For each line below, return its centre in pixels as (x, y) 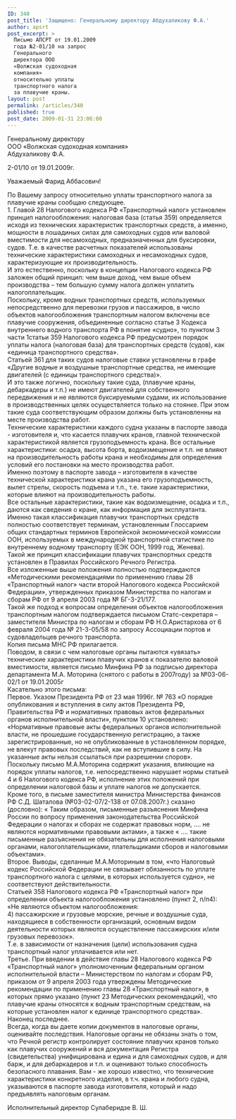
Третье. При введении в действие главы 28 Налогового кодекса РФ (110, 959)
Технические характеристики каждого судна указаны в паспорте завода (117, 427)
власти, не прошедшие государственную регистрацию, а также (104, 734)
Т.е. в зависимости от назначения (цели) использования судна (102, 944)
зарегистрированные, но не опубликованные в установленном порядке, (117, 742)
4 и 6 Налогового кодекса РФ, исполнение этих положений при (103, 779)
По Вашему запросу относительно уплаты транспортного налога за (110, 195)
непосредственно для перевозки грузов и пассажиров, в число (104, 307)
